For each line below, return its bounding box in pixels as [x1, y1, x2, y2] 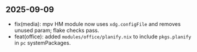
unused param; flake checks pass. [14, 27, 99, 34]
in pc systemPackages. [14, 39, 71, 46]
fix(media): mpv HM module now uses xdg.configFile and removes [14, 20, 181, 27]
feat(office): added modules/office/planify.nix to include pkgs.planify [14, 32, 192, 40]
